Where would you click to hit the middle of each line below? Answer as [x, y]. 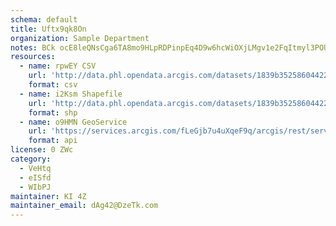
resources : [33, 57]
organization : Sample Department [80, 38]
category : [31, 159]
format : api [53, 141]
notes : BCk [33, 47]
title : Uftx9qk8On [48, 29]
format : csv [53, 85]
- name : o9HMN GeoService [73, 122]
